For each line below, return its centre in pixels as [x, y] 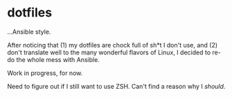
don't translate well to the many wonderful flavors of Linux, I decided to [109, 52]
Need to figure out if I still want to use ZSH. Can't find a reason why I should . [116, 86]
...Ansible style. [29, 32]
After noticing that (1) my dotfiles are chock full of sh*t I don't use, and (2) [113, 45]
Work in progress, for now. [45, 73]
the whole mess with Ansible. [58, 59]
